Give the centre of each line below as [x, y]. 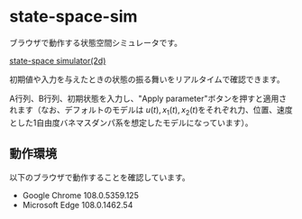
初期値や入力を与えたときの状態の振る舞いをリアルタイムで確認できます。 [147, 79]
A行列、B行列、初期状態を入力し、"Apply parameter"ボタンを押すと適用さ [148, 98]
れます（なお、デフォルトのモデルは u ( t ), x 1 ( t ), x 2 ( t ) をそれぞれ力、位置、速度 [151, 110]
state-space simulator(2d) [58, 60]
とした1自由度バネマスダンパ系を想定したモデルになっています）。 [131, 123]
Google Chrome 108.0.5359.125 [81, 195]
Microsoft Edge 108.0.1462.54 [78, 205]
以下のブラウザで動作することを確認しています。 [100, 177]
